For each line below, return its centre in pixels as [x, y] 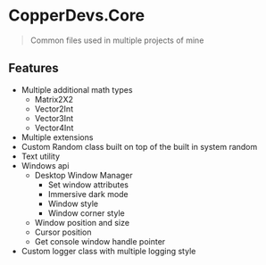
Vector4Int [54, 128]
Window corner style [87, 213]
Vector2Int [54, 109]
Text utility [40, 156]
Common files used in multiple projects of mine [117, 40]
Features [33, 68]
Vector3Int [54, 118]
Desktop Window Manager [83, 175]
